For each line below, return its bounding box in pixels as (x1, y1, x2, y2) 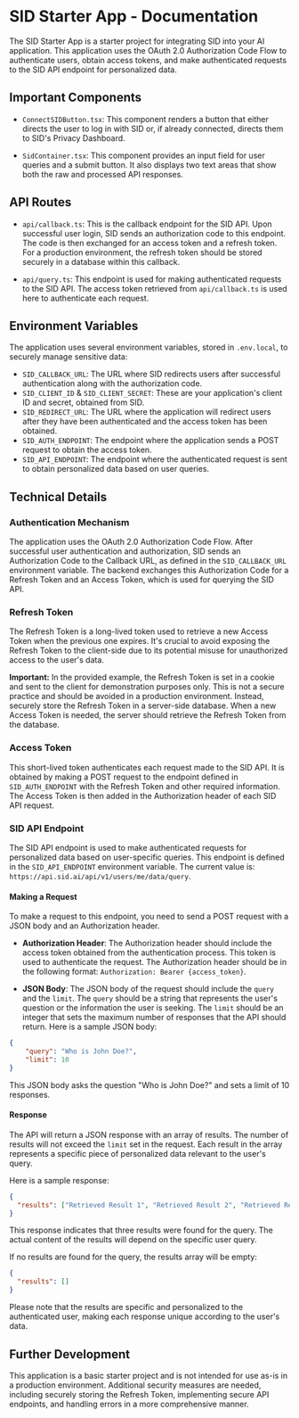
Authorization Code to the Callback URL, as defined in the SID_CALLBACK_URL (9, 556, 287, 566)
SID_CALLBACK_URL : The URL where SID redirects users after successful (21, 368, 281, 380)
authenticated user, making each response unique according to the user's (9, 1311, 280, 1322)
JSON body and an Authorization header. (9, 920, 160, 931)
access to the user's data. (9, 655, 105, 665)
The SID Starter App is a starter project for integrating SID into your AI (9, 36, 265, 46)
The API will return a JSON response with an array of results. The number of (9, 1129, 289, 1140)
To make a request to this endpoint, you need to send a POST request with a (9, 911, 289, 922)
